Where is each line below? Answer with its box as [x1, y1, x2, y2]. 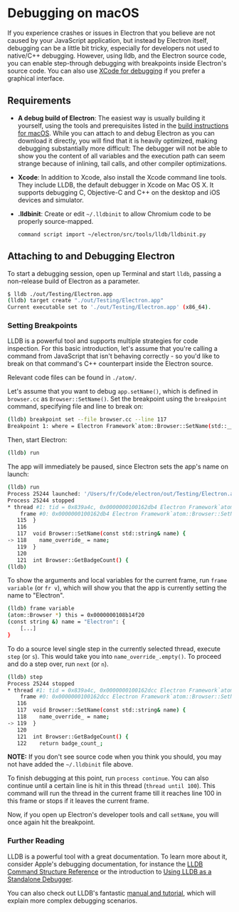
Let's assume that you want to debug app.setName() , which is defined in [7, 387, 218, 396]
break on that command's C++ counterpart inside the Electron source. [7, 359, 213, 368]
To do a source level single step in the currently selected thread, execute [7, 644, 221, 653]
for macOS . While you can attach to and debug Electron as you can [17, 128, 215, 137]
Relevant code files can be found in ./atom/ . [7, 373, 137, 382]
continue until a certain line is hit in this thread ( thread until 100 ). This [7, 782, 216, 790]
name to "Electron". [7, 591, 65, 600]
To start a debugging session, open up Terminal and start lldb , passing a [7, 269, 222, 277]
